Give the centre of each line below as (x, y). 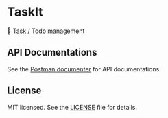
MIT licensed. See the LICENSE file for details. (72, 107)
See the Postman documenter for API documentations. (84, 69)
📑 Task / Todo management (46, 31)
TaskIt (25, 12)
